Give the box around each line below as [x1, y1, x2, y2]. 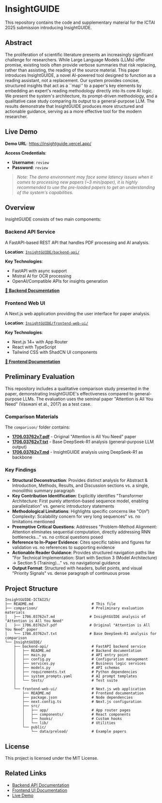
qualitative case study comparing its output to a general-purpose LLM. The [5, 98, 155, 104]
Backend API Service [5, 228, 56, 235]
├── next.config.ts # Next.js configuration [22, 700, 142, 704]
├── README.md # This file [5, 601, 116, 607]
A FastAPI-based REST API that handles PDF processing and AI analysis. [5, 239, 150, 245]
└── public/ [22, 725, 47, 730]
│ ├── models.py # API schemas [14, 666, 120, 670]
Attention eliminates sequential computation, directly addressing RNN [12, 529, 151, 535]
